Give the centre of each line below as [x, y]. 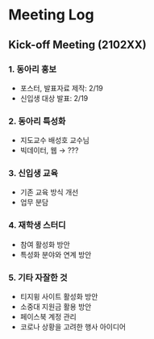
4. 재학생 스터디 [37, 225]
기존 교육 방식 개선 [49, 192]
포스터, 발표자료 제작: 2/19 [61, 88]
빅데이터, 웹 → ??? [49, 150]
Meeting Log [51, 15]
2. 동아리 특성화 [37, 121]
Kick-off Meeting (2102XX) [77, 45]
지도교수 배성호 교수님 [55, 140]
